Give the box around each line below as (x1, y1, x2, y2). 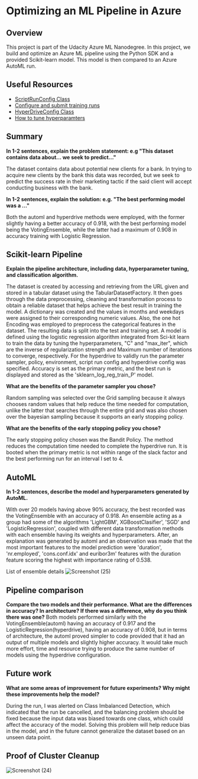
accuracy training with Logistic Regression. (6, 232, 111, 239)
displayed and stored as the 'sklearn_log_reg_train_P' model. (6, 371, 154, 378)
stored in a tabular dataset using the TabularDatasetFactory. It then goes (6, 289, 183, 296)
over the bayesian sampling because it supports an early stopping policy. (6, 413, 184, 420)
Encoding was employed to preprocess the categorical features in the (6, 321, 176, 328)
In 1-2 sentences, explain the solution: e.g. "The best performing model (6, 195, 185, 202)
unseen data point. (6, 733, 52, 740)
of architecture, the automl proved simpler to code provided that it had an (6, 632, 185, 639)
